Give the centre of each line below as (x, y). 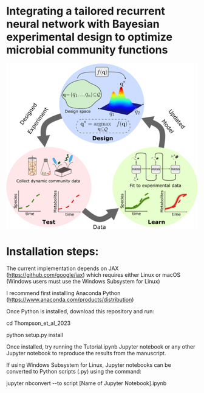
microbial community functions (87, 50)
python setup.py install (35, 335)
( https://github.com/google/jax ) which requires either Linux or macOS (93, 274)
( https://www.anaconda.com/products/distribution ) (70, 299)
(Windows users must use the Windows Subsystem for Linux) (83, 281)
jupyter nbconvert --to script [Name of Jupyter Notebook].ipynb (87, 383)
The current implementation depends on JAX (63, 268)
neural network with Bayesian (83, 24)
